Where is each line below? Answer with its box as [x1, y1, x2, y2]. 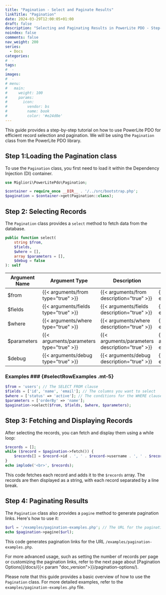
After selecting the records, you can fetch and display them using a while [5, 430, 154, 436]
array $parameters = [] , [14, 254, 65, 259]
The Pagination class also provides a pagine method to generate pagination [5, 510, 159, 516]
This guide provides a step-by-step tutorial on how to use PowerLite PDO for [5, 127, 161, 133]
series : [5, 44, 21, 49]
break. [5, 482, 18, 488]
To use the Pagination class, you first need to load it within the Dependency [5, 165, 160, 171]
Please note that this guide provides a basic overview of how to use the [5, 574, 151, 580]
